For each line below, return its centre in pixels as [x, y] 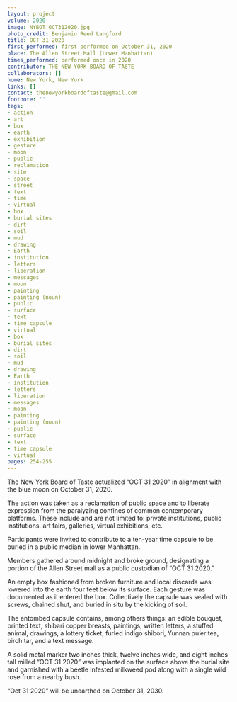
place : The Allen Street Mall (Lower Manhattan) [80, 54]
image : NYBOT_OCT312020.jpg [49, 27]
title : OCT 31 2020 [36, 40]
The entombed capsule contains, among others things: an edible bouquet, [115, 618]
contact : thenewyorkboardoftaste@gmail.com [73, 93]
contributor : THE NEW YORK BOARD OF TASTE [71, 67]
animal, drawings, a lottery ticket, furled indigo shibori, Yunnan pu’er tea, [113, 633]
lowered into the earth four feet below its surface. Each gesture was [106, 589]
